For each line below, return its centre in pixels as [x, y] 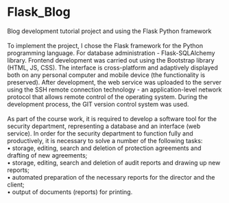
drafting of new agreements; [47, 155]
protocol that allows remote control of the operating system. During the [107, 96]
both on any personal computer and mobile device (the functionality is [106, 75]
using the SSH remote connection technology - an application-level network [114, 89]
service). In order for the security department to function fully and [100, 133]
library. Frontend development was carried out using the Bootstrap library [111, 60]
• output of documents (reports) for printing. [70, 192]
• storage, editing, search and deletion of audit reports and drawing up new [114, 162]
